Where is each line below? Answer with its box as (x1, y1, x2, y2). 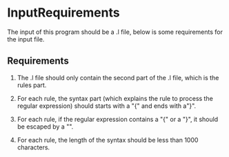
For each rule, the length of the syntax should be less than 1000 (17, 136, 199, 144)
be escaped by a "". (17, 122, 74, 131)
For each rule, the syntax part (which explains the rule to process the (17, 94, 214, 102)
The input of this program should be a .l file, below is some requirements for (7, 28, 223, 36)
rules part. (17, 81, 47, 89)
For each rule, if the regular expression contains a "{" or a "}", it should (17, 115, 219, 123)
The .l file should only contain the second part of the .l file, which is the (17, 73, 219, 82)
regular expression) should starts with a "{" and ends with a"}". (17, 102, 197, 110)
